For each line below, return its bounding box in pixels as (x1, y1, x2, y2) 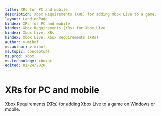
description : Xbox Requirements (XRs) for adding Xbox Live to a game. (5, 12, 157, 17)
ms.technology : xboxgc (5, 58, 52, 63)
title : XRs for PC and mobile (5, 7, 68, 12)
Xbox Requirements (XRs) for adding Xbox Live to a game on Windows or (5, 101, 155, 107)
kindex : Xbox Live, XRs (5, 30, 55, 35)
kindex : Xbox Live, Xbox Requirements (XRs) (5, 35, 99, 40)
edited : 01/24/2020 (5, 63, 46, 68)
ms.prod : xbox (5, 53, 35, 59)
